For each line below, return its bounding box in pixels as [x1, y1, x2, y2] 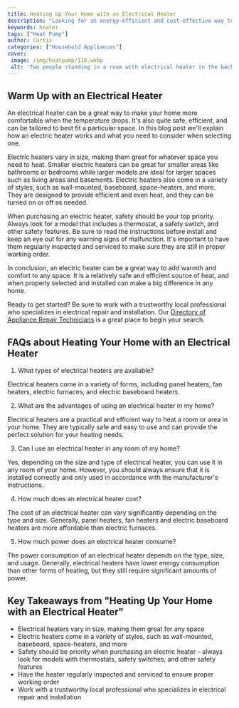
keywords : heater [7, 24, 59, 31]
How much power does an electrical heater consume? [17, 538, 176, 546]
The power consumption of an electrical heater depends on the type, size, [7, 551, 225, 560]
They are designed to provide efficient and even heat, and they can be [7, 190, 213, 200]
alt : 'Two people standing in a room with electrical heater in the [10, 63, 218, 71]
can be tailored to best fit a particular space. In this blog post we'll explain [7, 124, 224, 133]
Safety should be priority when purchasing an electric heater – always [17, 647, 223, 656]
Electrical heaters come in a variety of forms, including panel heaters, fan [7, 380, 223, 389]
